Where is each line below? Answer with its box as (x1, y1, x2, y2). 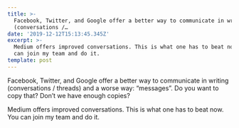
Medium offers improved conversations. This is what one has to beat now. (7, 105, 224, 114)
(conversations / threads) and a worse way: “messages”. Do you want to (7, 83, 219, 92)
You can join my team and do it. (7, 112, 100, 121)
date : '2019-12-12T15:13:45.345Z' (7, 30, 110, 38)
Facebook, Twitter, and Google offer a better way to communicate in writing (7, 76, 229, 85)
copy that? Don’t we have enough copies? (7, 91, 130, 100)
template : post (7, 57, 53, 64)
